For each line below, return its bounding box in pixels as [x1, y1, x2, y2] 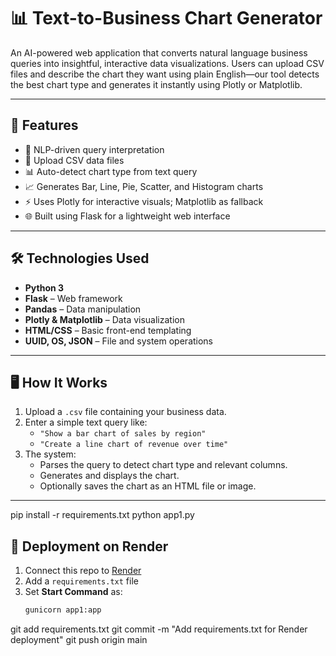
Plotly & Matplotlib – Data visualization [24, 313, 185, 325]
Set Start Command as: [24, 586, 123, 598]
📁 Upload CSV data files [24, 154, 125, 166]
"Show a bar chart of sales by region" [39, 429, 207, 439]
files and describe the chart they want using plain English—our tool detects [10, 68, 320, 80]
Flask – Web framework [24, 292, 123, 304]
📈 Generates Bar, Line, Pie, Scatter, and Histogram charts [24, 180, 264, 192]
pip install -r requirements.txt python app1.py [10, 509, 195, 521]
